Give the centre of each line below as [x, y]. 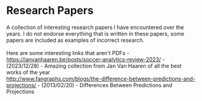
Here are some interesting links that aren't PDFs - [68, 53]
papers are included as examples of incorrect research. [75, 40]
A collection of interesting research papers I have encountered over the [95, 27]
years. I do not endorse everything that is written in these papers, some [95, 33]
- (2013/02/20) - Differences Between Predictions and [105, 85]
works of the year [28, 72]
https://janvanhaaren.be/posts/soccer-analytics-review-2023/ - [86, 59]
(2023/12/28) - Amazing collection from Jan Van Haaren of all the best [94, 66]
